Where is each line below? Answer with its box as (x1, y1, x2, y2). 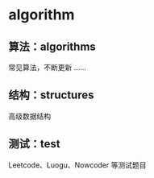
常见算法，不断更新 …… (8, 63, 87, 72)
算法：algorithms (8, 39, 97, 53)
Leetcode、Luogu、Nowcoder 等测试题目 (8, 159, 147, 170)
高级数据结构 (8, 111, 51, 121)
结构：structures (8, 89, 94, 102)
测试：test (8, 137, 60, 151)
